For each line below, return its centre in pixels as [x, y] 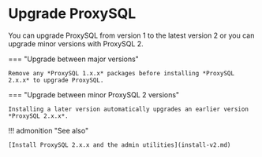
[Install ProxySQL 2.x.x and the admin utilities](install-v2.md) [120, 145]
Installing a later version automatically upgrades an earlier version [128, 109]
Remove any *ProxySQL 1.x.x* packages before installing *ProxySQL [122, 73]
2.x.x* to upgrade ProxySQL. [56, 80]
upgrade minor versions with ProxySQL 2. [76, 43]
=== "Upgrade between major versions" [74, 59]
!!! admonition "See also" [49, 130]
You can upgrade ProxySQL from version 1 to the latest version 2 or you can [131, 35]
